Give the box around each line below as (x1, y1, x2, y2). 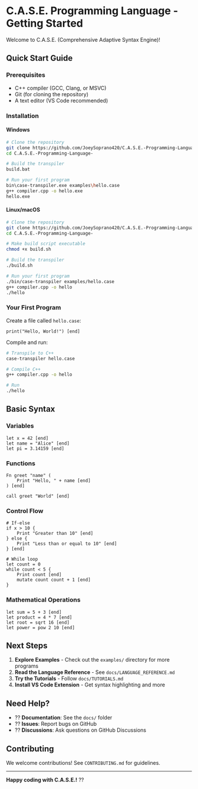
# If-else (6, 520, 31, 526)
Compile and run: (6, 338, 48, 346)
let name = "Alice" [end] (6, 440, 70, 446)
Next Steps (6, 640, 48, 650)
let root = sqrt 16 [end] (6, 619, 70, 626)
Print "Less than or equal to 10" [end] (16, 541, 117, 547)
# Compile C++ (6, 366, 41, 372)
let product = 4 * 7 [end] (6, 614, 72, 620)
